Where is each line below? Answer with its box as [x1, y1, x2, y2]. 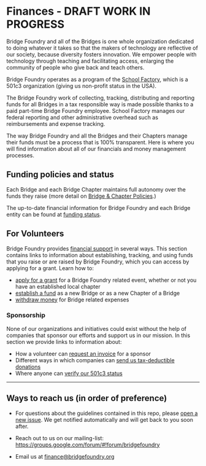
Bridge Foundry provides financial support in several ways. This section [6, 244, 188, 252]
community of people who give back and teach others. [6, 63, 145, 71]
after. [15, 422, 29, 430]
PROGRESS [6, 17, 65, 31]
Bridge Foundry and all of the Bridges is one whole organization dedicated [6, 37, 194, 45]
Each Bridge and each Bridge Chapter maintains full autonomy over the [6, 185, 186, 193]
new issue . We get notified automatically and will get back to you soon [15, 416, 194, 423]
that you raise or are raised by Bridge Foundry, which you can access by [6, 258, 189, 265]
